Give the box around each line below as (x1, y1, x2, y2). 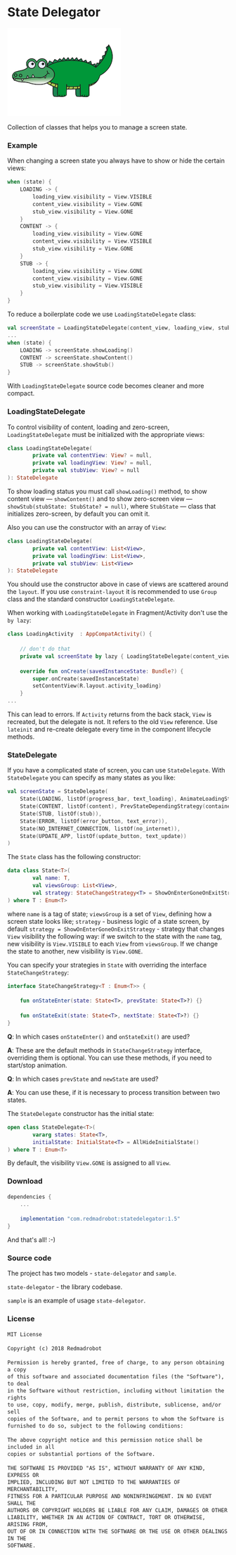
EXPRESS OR (7, 1471, 39, 1478)
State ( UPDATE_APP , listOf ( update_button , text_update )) (20, 832, 188, 839)
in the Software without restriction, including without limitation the (7, 1387, 225, 1394)
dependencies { (7, 1193, 52, 1200)
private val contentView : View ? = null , (32, 452, 152, 459)
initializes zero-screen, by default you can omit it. (7, 509, 150, 518)
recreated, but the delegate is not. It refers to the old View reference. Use (7, 718, 218, 726)
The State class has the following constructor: (7, 853, 141, 861)
